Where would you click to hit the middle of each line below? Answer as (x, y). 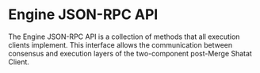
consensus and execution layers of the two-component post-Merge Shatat (130, 53)
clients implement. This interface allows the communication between (120, 44)
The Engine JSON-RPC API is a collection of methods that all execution (124, 36)
